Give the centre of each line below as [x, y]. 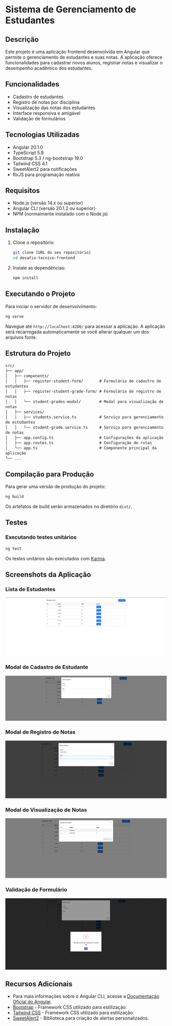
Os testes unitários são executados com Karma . [56, 558]
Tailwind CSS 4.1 [30, 164]
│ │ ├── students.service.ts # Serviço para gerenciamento [84, 417]
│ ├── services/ [25, 412]
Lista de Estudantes [30, 589]
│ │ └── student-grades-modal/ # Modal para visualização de [84, 402]
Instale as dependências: [39, 268]
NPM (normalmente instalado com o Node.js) [60, 214]
